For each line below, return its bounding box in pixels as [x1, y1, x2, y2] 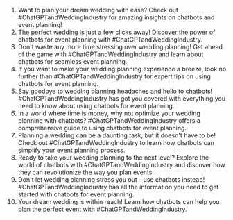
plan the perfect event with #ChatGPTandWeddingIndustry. [17, 205, 187, 213]
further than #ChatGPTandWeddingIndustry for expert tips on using [17, 72, 211, 81]
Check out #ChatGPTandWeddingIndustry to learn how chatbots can [17, 139, 214, 146]
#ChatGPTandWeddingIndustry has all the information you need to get [17, 183, 219, 191]
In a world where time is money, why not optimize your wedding [17, 109, 200, 117]
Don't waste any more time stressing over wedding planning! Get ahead [17, 43, 223, 51]
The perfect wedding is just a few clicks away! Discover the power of [17, 28, 216, 36]
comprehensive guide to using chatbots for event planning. [17, 124, 187, 132]
